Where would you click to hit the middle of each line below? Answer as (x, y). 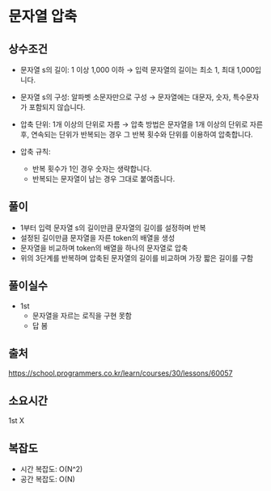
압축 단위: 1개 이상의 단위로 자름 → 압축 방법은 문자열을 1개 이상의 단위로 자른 (142, 124)
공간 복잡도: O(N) (47, 479)
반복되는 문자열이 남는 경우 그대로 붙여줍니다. (104, 179)
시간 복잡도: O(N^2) (51, 469)
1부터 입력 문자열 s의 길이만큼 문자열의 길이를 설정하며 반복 (113, 228)
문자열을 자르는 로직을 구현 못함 (82, 315)
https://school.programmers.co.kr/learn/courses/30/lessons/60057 (121, 373)
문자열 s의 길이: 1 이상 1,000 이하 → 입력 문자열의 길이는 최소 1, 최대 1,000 (138, 70)
